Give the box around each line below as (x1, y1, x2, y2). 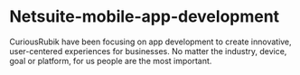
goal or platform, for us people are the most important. (9, 55, 212, 66)
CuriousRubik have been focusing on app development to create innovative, (9, 36, 292, 47)
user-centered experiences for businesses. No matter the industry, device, (9, 45, 287, 56)
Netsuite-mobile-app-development (9, 6, 280, 27)
